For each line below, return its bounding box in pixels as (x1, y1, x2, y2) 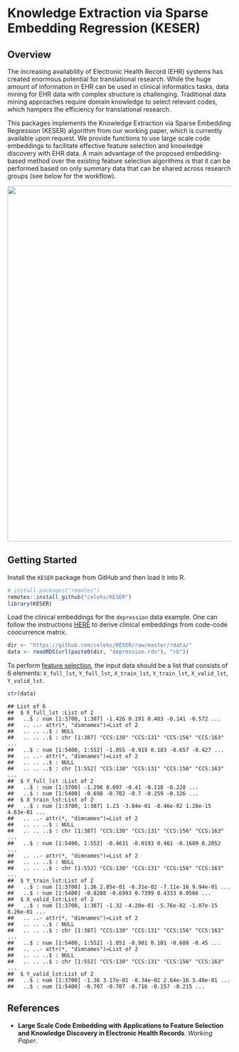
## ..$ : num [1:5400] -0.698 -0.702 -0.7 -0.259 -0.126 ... (7, 790, 199, 797)
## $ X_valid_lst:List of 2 (7, 896, 94, 903)
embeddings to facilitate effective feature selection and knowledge (7, 142, 203, 150)
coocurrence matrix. (7, 628, 68, 637)
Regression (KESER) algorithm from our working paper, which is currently (7, 127, 223, 134)
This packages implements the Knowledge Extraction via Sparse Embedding (7, 119, 231, 127)
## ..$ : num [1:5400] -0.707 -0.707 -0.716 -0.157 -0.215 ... (7, 983, 205, 990)
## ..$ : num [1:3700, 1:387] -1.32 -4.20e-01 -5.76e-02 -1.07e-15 (7, 902, 218, 910)
